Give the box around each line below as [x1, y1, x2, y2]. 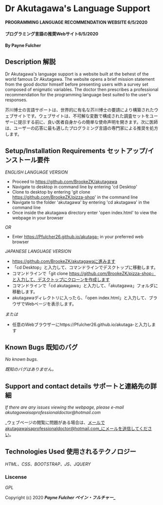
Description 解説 [5, 58, 56, 66]
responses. [5, 97, 28, 103]
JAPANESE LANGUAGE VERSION [5, 248, 72, 254]
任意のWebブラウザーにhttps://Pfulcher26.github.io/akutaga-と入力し [12, 322, 152, 327]
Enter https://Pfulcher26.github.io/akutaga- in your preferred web [12, 234, 144, 239]
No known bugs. [5, 356, 38, 362]
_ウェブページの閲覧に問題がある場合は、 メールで [5, 419, 106, 426]
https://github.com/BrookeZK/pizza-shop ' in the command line [12, 194, 138, 200]
